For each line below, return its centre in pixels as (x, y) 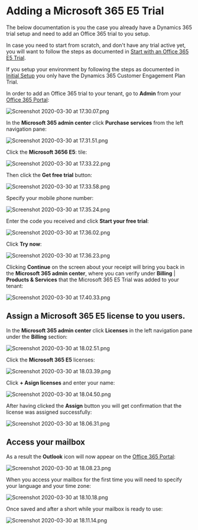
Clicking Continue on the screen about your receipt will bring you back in (95, 267)
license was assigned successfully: (49, 412)
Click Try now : (24, 244)
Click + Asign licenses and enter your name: (61, 383)
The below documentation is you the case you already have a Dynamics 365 (99, 27)
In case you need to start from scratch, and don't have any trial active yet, (96, 45)
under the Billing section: (37, 337)
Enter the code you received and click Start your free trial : (77, 221)
